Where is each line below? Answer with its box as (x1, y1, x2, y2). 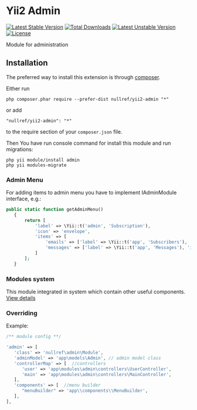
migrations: (6, 145, 33, 153)
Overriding (6, 309, 38, 317)
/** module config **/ (6, 334, 62, 340)
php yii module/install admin (6, 157, 80, 163)
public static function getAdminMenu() (6, 207, 104, 213)
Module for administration (6, 41, 69, 48)
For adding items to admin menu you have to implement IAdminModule (6, 189, 177, 196)
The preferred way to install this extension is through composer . (6, 73, 161, 80)
